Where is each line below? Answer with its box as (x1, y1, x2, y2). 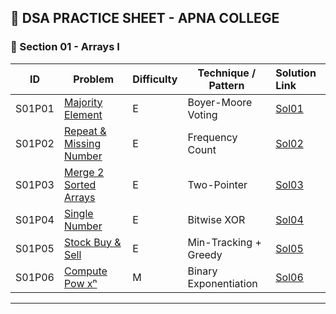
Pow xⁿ (63, 276, 98, 290)
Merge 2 (63, 165, 105, 179)
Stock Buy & (63, 235, 122, 249)
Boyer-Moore (187, 95, 253, 109)
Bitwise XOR (187, 212, 246, 226)
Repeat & (63, 124, 107, 138)
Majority (63, 95, 103, 109)
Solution (275, 66, 317, 80)
